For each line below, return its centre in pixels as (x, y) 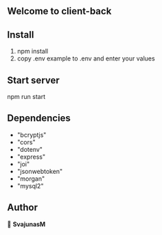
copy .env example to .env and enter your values (86, 58)
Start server (33, 80)
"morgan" (31, 179)
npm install (33, 52)
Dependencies (39, 119)
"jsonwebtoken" (40, 171)
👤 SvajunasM (26, 224)
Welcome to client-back (59, 11)
